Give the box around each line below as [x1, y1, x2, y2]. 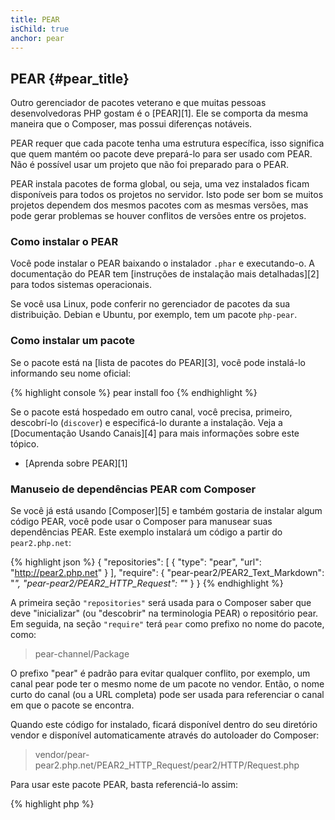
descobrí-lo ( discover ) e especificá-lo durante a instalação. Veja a [10, 416, 283, 428]
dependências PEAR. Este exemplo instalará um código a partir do [10, 526, 283, 538]
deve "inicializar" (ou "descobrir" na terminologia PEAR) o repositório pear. [10, 607, 319, 620]
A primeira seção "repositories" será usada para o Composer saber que [10, 597, 312, 609]
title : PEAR [10, 14, 60, 25]
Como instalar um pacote [10, 334, 135, 348]
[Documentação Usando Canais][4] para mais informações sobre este [10, 427, 300, 439]
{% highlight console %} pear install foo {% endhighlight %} [10, 386, 258, 398]
